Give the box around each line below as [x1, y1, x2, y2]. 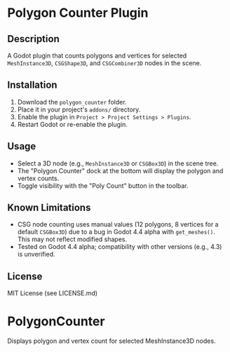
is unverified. [17, 250, 55, 259]
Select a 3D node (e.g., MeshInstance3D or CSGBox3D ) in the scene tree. [17, 159, 219, 168]
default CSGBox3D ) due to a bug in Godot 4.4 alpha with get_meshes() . [17, 228, 215, 236]
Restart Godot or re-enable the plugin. [17, 120, 128, 128]
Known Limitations [7, 202, 91, 214]
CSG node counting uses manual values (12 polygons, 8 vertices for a [17, 220, 219, 229]
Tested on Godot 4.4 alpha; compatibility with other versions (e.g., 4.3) [17, 243, 222, 251]
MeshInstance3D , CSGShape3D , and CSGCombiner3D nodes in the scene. [7, 59, 202, 67]
